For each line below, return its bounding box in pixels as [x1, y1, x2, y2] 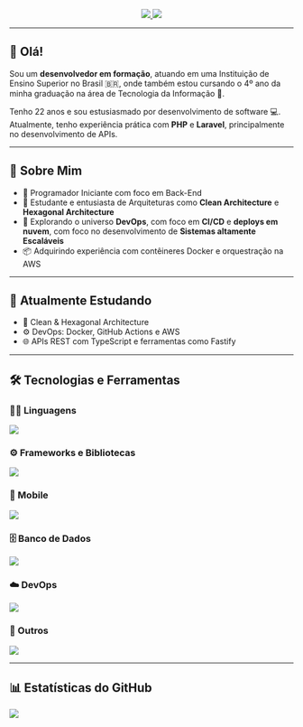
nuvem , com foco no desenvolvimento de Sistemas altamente [22, 226, 257, 237]
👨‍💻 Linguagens [9, 404, 77, 416]
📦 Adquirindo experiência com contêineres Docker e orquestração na [22, 245, 284, 256]
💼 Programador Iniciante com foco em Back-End [22, 187, 203, 198]
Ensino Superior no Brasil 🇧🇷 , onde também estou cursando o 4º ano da [9, 78, 281, 89]
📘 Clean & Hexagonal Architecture [22, 317, 150, 328]
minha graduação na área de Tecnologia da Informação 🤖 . [9, 88, 225, 98]
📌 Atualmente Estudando [9, 294, 152, 309]
